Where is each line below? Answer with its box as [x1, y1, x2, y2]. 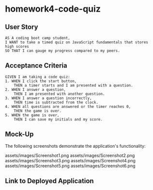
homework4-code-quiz [5, 3, 101, 15]
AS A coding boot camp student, [5, 35, 70, 40]
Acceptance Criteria [5, 62, 67, 70]
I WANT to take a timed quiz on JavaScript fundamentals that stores [5, 40, 149, 45]
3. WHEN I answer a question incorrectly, [5, 96, 92, 101]
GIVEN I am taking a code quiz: [5, 74, 70, 79]
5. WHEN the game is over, [5, 113, 60, 118]
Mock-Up [5, 130, 34, 138]
